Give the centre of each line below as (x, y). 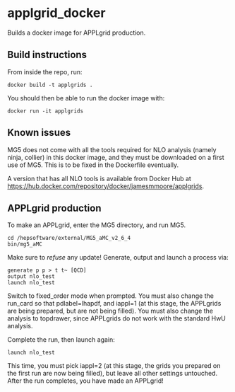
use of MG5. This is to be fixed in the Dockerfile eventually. (93, 165)
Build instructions (47, 55)
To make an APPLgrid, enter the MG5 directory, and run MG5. (97, 225)
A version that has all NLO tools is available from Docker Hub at (100, 178)
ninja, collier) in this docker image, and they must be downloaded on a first (116, 157)
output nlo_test (31, 277)
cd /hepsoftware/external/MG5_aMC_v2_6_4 (69, 238)
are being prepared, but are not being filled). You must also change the (110, 311)
